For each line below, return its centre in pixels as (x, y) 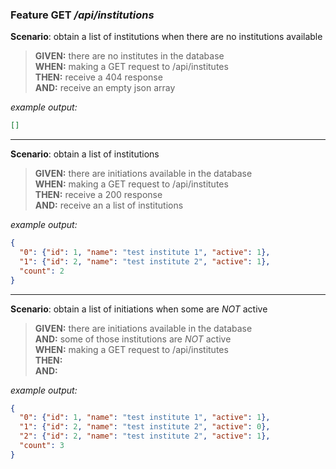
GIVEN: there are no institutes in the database (129, 56)
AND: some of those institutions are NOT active (133, 339)
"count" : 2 (42, 271)
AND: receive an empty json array (105, 88)
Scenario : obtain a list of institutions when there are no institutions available (166, 37)
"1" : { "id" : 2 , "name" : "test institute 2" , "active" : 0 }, (145, 427)
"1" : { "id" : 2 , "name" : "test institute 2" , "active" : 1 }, (145, 261)
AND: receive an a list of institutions (109, 205)
